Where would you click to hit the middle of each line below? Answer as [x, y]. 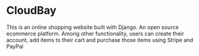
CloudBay [31, 11]
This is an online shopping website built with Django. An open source [93, 27]
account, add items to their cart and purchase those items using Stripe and [100, 40]
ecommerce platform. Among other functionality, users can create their [95, 33]
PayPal [15, 46]
